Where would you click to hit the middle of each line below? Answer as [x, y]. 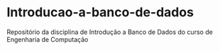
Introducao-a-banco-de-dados [100, 12]
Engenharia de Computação [48, 39]
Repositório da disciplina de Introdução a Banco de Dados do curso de [110, 32]
